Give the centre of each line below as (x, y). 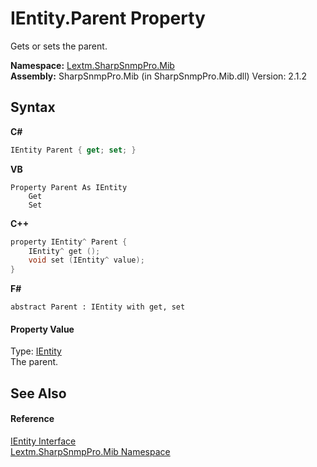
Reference (32, 419)
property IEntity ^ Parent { (69, 242)
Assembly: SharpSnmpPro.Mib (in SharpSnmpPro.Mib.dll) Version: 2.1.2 (158, 76)
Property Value (42, 329)
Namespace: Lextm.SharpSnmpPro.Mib (92, 65)
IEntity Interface (43, 441)
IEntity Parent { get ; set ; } (73, 150)
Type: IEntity (36, 351)
